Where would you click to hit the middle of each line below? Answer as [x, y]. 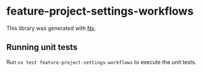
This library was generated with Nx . [51, 28]
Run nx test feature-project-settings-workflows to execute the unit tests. [102, 62]
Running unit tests [42, 47]
